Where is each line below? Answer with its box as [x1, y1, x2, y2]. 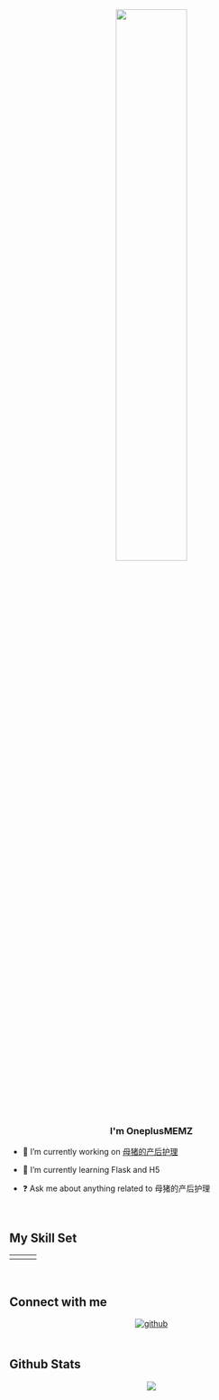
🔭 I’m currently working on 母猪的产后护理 [22, 1147, 178, 1157]
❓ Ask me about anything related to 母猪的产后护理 [22, 1183, 211, 1194]
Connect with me [9, 1294, 108, 1310]
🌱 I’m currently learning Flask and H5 [22, 1165, 160, 1176]
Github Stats [9, 1357, 81, 1372]
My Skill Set [9, 1230, 78, 1245]
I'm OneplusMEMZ [109, 1124, 194, 1137]
